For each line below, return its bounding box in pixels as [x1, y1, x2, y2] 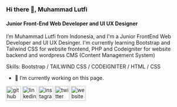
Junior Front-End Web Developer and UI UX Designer [6, 20, 138, 27]
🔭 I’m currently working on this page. [14, 75, 104, 82]
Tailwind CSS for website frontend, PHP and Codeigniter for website [6, 45, 171, 52]
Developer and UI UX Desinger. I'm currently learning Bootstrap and [6, 39, 171, 46]
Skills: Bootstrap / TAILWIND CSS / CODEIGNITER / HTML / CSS [6, 63, 161, 70]
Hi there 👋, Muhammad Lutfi [6, 5, 88, 14]
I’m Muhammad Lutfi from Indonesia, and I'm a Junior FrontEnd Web [6, 33, 172, 40]
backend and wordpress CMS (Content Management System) [6, 52, 156, 59]
